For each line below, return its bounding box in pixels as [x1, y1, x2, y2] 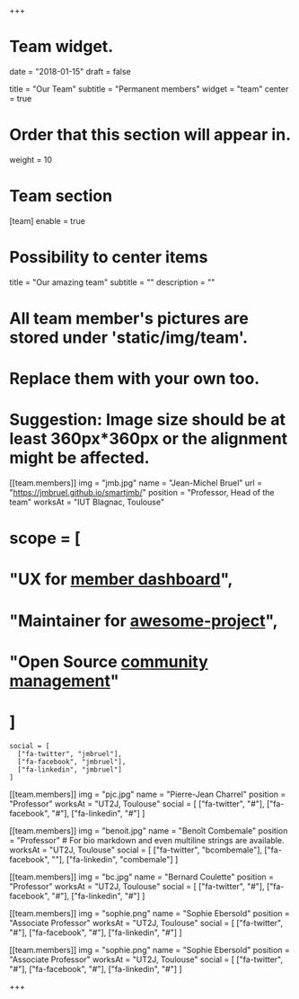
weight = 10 [9, 154, 52, 165]
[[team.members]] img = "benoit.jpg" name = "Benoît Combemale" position [9, 825, 288, 836]
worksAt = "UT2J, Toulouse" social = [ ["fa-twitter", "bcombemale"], [9, 844, 263, 855]
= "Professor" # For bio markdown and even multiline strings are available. [9, 834, 285, 845]
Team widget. [9, 37, 114, 57]
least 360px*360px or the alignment [9, 429, 288, 450]
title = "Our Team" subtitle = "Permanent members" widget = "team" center [9, 83, 289, 94]
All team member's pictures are [9, 308, 249, 328]
